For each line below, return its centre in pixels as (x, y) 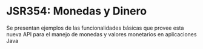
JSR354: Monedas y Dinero (77, 11)
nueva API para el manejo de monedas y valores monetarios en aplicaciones (101, 34)
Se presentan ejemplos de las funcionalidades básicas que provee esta (95, 28)
